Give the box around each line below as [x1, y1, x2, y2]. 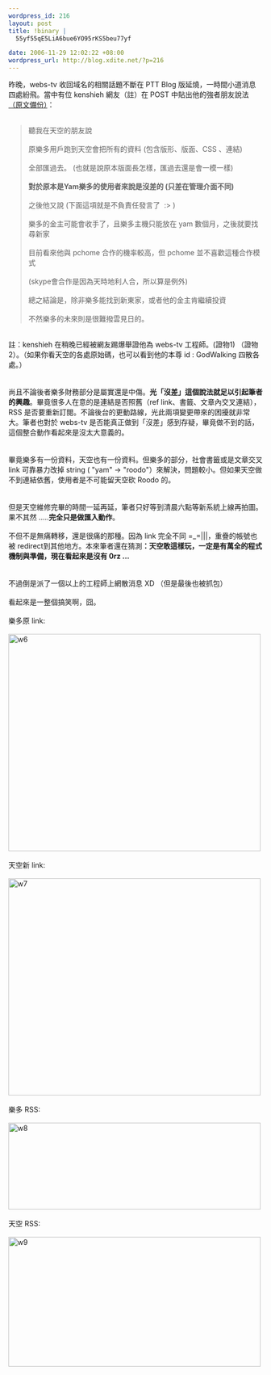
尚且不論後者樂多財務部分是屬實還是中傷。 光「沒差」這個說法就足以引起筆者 [8, 387, 263, 397]
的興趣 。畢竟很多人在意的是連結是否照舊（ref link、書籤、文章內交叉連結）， [8, 397, 261, 406]
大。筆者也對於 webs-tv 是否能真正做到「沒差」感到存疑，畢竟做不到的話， [8, 418, 260, 427]
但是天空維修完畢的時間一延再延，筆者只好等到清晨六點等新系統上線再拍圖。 [8, 502, 263, 511]
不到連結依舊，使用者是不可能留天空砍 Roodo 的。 [8, 475, 176, 485]
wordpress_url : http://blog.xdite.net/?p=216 [8, 57, 164, 65]
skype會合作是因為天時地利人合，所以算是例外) [31, 276, 188, 286]
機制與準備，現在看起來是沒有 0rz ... [8, 551, 130, 561]
